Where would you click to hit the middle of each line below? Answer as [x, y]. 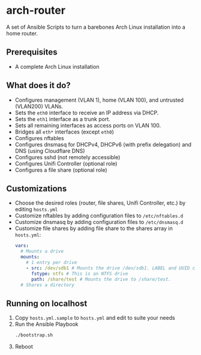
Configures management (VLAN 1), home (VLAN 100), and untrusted [99, 100]
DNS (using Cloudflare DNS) [50, 151]
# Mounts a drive [42, 251]
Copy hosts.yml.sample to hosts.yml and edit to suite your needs [95, 318]
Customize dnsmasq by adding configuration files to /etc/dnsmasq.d [99, 222]
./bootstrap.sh [34, 335]
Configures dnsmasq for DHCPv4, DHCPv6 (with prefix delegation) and [103, 144]
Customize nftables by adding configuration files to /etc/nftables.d [99, 216]
